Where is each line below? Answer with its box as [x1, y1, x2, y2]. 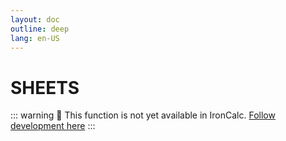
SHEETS [10, 76, 80, 99]
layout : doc [10, 14, 60, 25]
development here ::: [10, 120, 96, 132]
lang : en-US [10, 33, 60, 43]
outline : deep [10, 24, 70, 34]
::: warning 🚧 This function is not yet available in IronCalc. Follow [10, 109, 276, 121]
